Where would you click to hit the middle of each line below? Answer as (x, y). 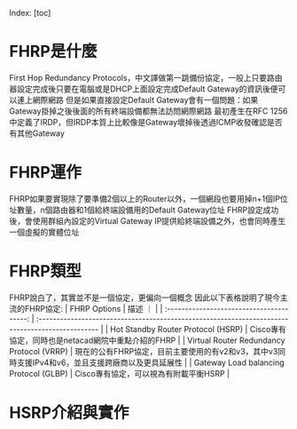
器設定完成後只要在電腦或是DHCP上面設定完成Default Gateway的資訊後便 (144, 89)
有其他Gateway (37, 133)
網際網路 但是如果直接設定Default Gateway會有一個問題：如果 (145, 99)
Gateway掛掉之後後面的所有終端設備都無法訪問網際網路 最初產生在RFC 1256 (148, 111)
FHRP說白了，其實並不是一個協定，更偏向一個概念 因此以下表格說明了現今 (145, 298)
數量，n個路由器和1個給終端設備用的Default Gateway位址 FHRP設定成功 (148, 210)
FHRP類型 (45, 271)
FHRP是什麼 (53, 52)
